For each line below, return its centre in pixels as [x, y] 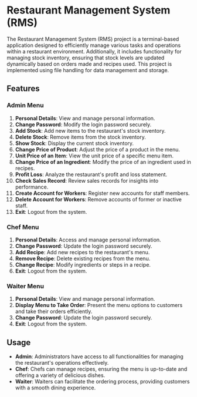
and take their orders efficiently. [54, 311]
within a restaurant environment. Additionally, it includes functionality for [94, 51]
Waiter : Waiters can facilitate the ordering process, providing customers [102, 382]
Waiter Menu [26, 286]
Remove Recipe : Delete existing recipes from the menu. [83, 258]
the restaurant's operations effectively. [62, 363]
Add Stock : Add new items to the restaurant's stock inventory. [90, 130]
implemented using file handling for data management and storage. [88, 70]
